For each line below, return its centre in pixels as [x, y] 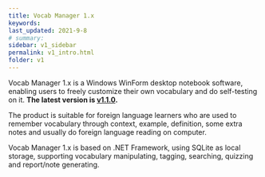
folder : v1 [26, 61]
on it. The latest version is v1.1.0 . [63, 100]
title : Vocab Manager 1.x [51, 16]
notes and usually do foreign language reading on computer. [108, 132]
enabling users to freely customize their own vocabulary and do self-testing [133, 91]
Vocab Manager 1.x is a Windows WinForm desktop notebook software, [126, 83]
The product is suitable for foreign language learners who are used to [123, 115]
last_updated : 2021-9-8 [48, 30]
